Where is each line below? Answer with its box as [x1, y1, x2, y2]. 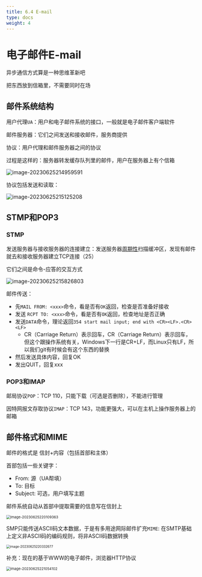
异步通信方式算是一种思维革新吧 [6, 69, 85, 76]
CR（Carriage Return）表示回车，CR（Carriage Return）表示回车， [23, 330, 191, 338]
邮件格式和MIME [6, 432, 68, 442]
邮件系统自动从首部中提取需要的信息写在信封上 [6, 502, 122, 509]
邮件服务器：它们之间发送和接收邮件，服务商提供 [6, 131, 127, 139]
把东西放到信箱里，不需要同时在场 [6, 82, 91, 89]
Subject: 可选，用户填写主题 [14, 490, 85, 497]
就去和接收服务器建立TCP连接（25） [6, 253, 97, 260]
